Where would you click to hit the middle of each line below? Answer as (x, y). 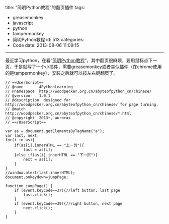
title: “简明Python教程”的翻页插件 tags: (45, 7)
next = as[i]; (38, 159)
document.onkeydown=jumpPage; (37, 177)
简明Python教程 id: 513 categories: (48, 40)
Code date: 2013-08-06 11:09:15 (46, 45)
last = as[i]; (38, 150)
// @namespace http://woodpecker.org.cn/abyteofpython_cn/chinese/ (78, 91)
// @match (16, 109)
